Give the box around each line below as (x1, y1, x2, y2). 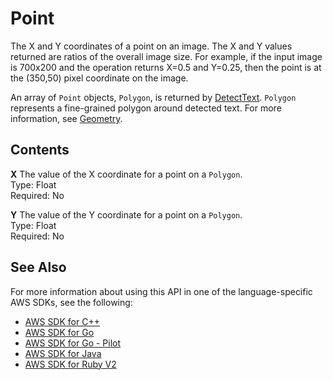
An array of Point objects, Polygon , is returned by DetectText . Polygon (10, 91, 297, 103)
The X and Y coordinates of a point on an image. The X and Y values (10, 40, 293, 52)
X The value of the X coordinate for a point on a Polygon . (10, 168, 243, 180)
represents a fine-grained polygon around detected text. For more (10, 102, 282, 114)
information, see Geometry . (10, 112, 123, 124)
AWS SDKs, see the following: (10, 296, 133, 308)
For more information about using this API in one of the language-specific (10, 285, 313, 297)
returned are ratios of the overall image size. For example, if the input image (10, 50, 323, 62)
